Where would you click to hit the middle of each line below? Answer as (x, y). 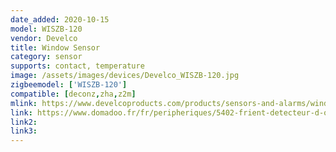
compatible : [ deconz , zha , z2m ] (73, 94)
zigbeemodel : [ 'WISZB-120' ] (69, 85)
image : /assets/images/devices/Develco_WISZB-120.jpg (125, 76)
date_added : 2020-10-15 (60, 19)
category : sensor (46, 57)
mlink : (24, 103)
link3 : (24, 131)
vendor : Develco (44, 38)
